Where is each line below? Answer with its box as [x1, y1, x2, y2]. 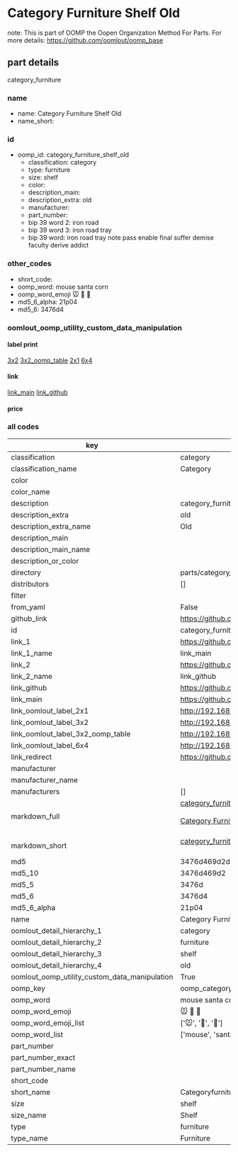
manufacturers [11, 786, 60, 796]
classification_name [11, 463, 77, 473]
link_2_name [11, 671, 53, 681]
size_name [11, 1110, 47, 1120]
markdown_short [11, 841, 67, 851]
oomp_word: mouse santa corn [17, 282, 108, 291]
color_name [11, 487, 50, 497]
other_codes [7, 259, 52, 269]
